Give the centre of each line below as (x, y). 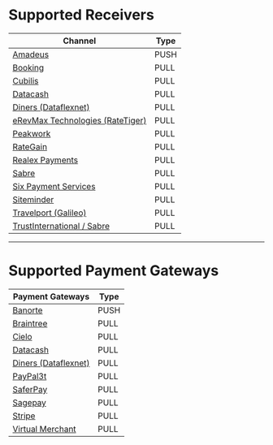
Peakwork (32, 133)
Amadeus (31, 54)
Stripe (24, 416)
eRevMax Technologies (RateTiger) (80, 120)
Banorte (28, 310)
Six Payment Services (54, 186)
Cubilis (26, 80)
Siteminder (33, 199)
